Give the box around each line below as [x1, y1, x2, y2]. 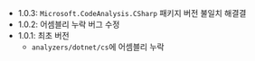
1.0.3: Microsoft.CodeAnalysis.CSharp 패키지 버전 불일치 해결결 [17, 8, 247, 18]
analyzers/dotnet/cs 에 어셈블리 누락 [31, 41, 165, 52]
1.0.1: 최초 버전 [17, 30, 70, 40]
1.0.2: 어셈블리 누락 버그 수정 [17, 19, 120, 30]
